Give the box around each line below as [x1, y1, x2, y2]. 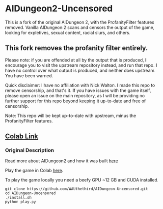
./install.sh [5, 195, 32, 200]
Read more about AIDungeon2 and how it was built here [5, 158, 118, 164]
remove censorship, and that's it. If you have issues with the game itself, [5, 87, 151, 93]
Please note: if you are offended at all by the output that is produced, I [5, 57, 147, 63]
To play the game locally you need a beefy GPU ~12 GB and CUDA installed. [5, 177, 159, 183]
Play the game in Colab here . [5, 168, 64, 174]
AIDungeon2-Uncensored [5, 3, 113, 14]
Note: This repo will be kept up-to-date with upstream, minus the [5, 113, 136, 119]
